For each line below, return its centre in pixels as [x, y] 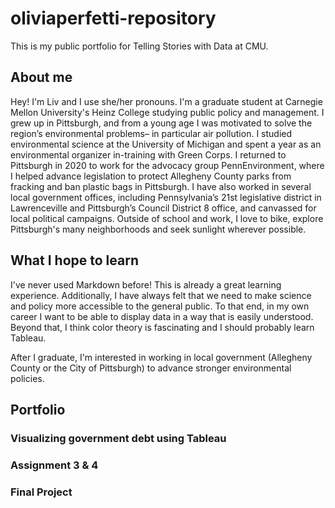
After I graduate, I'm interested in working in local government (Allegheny [161, 357]
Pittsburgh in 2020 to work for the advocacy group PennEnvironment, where [167, 165]
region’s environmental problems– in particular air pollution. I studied [151, 133]
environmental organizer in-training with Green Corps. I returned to [148, 154]
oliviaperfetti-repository [113, 18]
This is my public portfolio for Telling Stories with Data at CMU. [139, 46]
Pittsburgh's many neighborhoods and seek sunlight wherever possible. [158, 229]
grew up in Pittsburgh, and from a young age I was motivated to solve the [161, 123]
